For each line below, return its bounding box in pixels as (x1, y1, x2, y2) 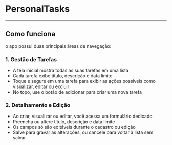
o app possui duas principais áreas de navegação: (5, 43, 112, 49)
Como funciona (5, 30, 56, 38)
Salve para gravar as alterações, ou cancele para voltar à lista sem (12, 129, 154, 135)
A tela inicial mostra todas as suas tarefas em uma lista (12, 67, 129, 74)
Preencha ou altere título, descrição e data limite (12, 119, 115, 125)
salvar (12, 135, 26, 141)
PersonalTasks (5, 3, 70, 15)
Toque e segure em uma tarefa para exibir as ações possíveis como (12, 78, 156, 84)
